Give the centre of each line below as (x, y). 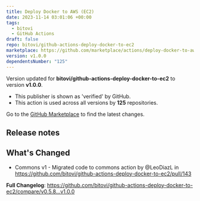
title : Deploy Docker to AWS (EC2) (50, 12)
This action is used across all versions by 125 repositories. (86, 102)
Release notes (33, 132)
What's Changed (38, 153)
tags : (13, 23)
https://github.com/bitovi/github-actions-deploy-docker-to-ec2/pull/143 (103, 174)
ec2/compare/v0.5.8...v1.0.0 (40, 191)
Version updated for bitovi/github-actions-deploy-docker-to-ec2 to (91, 78)
